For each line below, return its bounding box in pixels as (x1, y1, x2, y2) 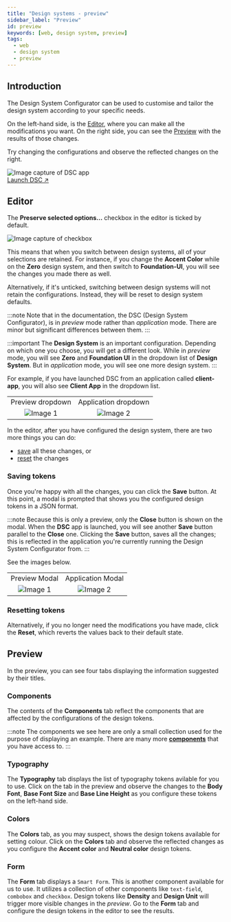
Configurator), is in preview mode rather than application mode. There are (7, 319, 217, 327)
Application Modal (65, 573, 124, 583)
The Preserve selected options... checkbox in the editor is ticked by (7, 214, 201, 222)
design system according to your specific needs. (7, 106, 146, 114)
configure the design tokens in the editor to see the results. (7, 906, 175, 914)
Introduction (7, 81, 62, 92)
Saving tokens (7, 472, 56, 481)
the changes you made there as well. (7, 270, 111, 278)
